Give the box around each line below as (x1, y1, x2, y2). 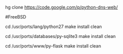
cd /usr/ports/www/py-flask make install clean (5, 43, 101, 49)
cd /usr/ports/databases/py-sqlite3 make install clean (5, 33, 116, 39)
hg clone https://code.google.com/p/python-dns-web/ (5, 4, 118, 10)
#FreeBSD (5, 14, 27, 19)
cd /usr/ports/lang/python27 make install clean (5, 23, 102, 29)
